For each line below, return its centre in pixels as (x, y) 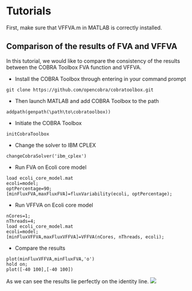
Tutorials (29, 11)
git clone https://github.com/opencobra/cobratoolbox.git (80, 90)
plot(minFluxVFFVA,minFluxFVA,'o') (51, 259)
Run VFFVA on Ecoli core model (54, 205)
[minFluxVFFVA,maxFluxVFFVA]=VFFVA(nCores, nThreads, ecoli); (85, 237)
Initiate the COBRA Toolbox (48, 123)
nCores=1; (19, 216)
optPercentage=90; (29, 189)
